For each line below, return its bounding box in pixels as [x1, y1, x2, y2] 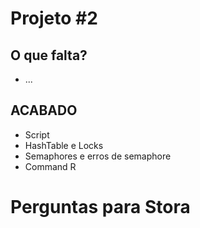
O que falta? [10, 47, 88, 64]
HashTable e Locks [24, 139, 104, 151]
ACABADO [10, 102, 78, 119]
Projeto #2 [10, 7, 98, 30]
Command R [24, 160, 77, 172]
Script [24, 128, 50, 141]
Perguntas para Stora [10, 196, 191, 218]
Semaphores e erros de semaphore [24, 150, 172, 162]
